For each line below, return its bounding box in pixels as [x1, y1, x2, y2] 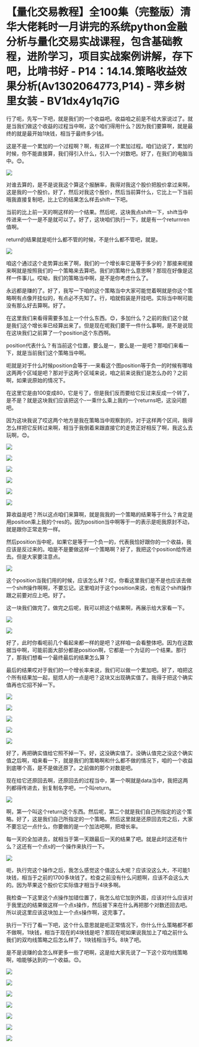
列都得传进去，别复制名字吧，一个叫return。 [6, 784, 114, 791]
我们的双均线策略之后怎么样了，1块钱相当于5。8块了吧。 [6, 936, 145, 943]
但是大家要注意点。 [16, 553, 63, 560]
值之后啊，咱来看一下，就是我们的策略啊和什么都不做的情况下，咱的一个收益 [6, 756, 193, 764]
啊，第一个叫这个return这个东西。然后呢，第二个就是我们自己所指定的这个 [6, 807, 187, 815]
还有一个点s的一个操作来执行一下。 [21, 842, 108, 850]
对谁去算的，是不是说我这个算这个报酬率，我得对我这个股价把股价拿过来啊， [6, 181, 193, 188]
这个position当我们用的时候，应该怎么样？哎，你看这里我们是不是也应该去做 [6, 576, 192, 584]
